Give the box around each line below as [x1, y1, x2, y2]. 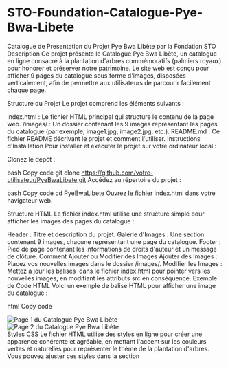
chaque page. [7, 86, 47, 94]
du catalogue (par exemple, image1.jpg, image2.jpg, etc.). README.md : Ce [7, 127, 220, 135]
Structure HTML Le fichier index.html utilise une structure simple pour [7, 210, 205, 218]
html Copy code [7, 302, 53, 310]
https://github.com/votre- [81, 168, 153, 177]
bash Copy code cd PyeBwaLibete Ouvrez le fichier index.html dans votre [7, 189, 216, 197]
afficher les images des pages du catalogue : [7, 216, 135, 225]
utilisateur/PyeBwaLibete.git [7, 175, 87, 183]
